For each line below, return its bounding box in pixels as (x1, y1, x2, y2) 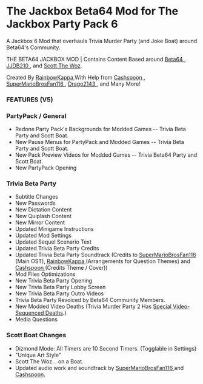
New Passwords (15, 199, 56, 207)
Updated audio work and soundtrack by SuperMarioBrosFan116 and (15, 364, 184, 371)
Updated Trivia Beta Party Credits (15, 245, 99, 252)
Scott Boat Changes (6, 331, 67, 340)
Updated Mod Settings (15, 232, 72, 239)
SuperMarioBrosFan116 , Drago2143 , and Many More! (6, 80, 141, 87)
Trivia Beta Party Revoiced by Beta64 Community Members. (15, 297, 165, 304)
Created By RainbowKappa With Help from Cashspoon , (6, 74, 145, 81)
